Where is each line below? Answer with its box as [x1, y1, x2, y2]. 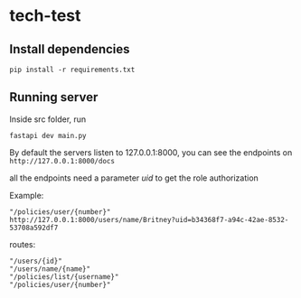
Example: [9, 190, 44, 200]
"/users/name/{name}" [9, 264, 91, 274]
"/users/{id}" [9, 256, 63, 265]
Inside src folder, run [9, 114, 87, 125]
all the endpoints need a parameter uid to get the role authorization [9, 172, 259, 183]
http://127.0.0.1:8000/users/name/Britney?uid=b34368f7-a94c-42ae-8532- [9, 215, 289, 224]
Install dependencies [9, 42, 130, 57]
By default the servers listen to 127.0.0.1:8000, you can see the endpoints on [9, 146, 293, 158]
